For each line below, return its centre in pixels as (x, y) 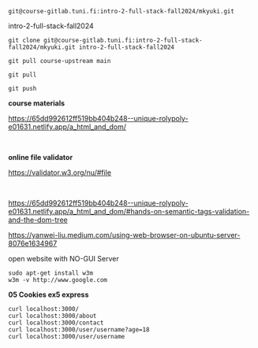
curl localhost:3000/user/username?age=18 (79, 330)
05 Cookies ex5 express (49, 294)
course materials (37, 103)
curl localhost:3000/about (52, 316)
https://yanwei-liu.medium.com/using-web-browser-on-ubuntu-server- (124, 235)
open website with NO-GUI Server (64, 259)
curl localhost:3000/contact (56, 323)
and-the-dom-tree (38, 220)
